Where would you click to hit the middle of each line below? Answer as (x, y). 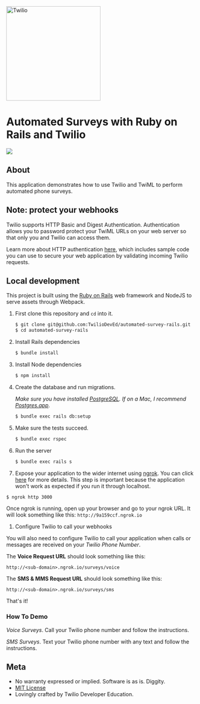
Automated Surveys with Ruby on (92, 122)
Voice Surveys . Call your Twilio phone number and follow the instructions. (98, 630)
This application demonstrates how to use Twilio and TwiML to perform (94, 184)
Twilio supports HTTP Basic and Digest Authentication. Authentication (93, 224)
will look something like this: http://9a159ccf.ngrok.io (74, 515)
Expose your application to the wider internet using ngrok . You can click (104, 473)
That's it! (17, 601)
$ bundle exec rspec (41, 439)
